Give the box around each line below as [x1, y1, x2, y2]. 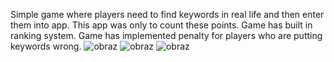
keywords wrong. [10, 40, 82, 52]
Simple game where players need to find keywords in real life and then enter [10, 9, 325, 20]
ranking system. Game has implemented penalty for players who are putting [10, 30, 323, 41]
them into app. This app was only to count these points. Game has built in [10, 19, 313, 31]
